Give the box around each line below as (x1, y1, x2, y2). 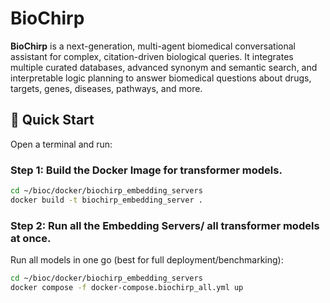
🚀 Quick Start (10, 112, 95, 129)
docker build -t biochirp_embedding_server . (10, 195, 203, 205)
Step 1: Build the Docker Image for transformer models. (10, 163, 283, 177)
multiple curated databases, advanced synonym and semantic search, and (10, 61, 318, 73)
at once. (10, 231, 52, 245)
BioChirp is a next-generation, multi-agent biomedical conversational (10, 40, 296, 52)
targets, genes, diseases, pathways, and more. (10, 82, 203, 94)
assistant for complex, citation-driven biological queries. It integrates (10, 50, 294, 62)
